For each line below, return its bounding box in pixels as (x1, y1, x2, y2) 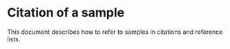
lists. (7, 35, 21, 43)
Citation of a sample (7, 5, 125, 21)
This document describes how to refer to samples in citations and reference (7, 28, 223, 36)
